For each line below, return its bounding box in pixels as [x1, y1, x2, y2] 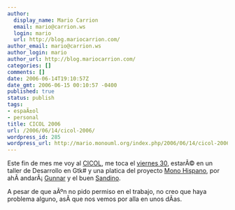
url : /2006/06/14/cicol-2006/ [7, 127, 96, 134]
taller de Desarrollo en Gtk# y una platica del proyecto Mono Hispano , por [7, 167, 220, 175]
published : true [7, 88, 55, 95]
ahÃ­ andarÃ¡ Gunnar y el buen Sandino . [7, 174, 121, 182]
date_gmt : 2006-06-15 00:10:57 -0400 [7, 82, 117, 89]
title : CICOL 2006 [7, 120, 61, 128]
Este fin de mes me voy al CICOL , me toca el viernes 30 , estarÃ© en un [7, 159, 213, 167]
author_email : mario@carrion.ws [7, 43, 101, 50]
